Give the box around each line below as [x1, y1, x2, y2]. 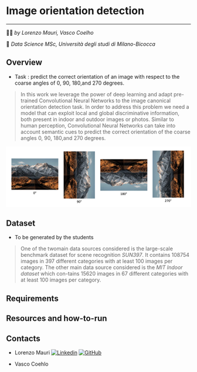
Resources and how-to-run [6, 313, 107, 324]
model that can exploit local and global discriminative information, [20, 109, 180, 116]
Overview [6, 58, 43, 68]
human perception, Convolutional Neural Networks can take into [20, 122, 176, 129]
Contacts [6, 333, 41, 343]
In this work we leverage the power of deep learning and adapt [20, 91, 172, 98]
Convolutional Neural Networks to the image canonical [39, 97, 171, 104]
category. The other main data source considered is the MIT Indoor [20, 264, 183, 271]
